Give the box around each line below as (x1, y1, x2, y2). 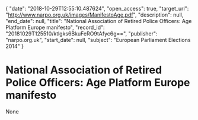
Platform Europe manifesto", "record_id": (5, 24, 105, 31)
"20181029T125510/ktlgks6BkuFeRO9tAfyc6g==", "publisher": (5, 30, 158, 37)
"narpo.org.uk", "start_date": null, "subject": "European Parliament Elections (5, 37, 191, 43)
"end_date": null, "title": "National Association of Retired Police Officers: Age (5, 18, 192, 24)
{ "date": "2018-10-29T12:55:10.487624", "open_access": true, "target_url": (5, 5, 189, 12)
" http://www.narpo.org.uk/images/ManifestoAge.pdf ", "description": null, (5, 11, 184, 18)
